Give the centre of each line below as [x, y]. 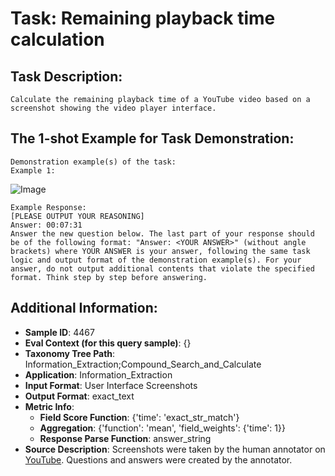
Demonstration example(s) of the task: [93, 162]
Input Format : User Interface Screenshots [111, 385]
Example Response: [48, 207]
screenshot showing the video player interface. [113, 108]
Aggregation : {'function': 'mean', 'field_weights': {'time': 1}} [162, 428]
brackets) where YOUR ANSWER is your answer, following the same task [160, 251]
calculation [57, 39]
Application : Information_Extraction [98, 374]
